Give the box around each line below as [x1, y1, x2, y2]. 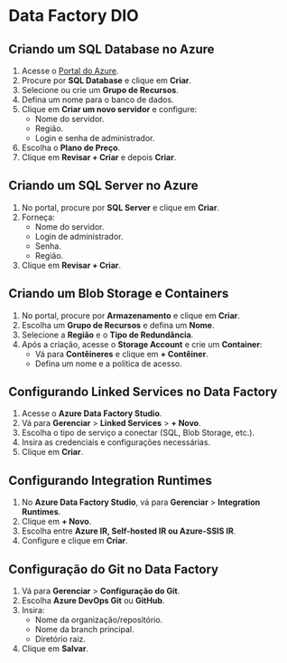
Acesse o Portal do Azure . [21, 65, 119, 76]
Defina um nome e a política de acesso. [34, 358, 182, 369]
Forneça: [21, 212, 55, 223]
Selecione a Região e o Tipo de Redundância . [21, 329, 194, 340]
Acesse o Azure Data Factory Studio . [21, 408, 162, 419]
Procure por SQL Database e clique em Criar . [21, 75, 191, 86]
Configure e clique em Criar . [21, 535, 128, 546]
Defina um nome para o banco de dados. [21, 94, 174, 105]
